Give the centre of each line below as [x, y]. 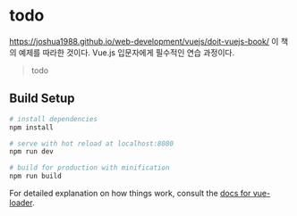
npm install [31, 127]
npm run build [36, 176]
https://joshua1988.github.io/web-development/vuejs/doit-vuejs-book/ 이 [144, 41]
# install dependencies [54, 119]
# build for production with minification [89, 168]
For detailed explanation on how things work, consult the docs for [130, 193]
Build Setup [42, 99]
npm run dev [31, 152]
